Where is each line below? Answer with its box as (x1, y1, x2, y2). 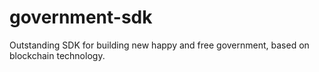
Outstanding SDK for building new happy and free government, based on (9, 39, 310, 51)
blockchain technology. (9, 49, 106, 61)
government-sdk (9, 6, 153, 29)
